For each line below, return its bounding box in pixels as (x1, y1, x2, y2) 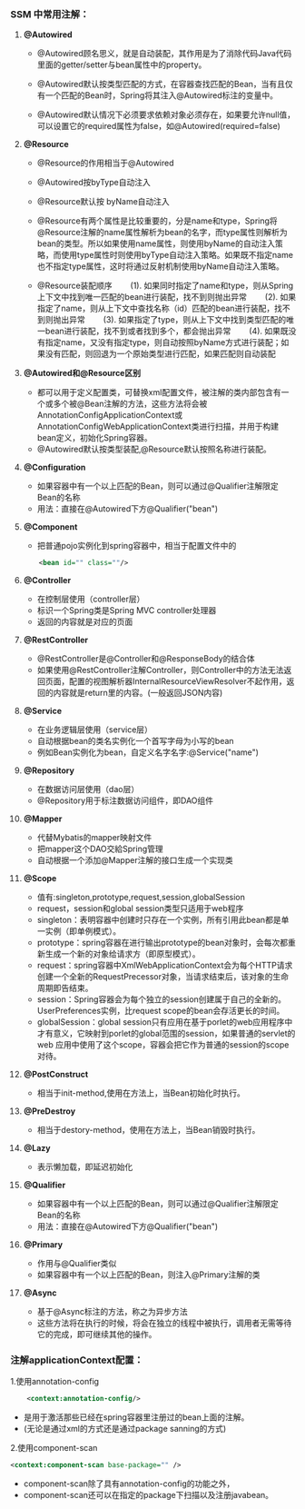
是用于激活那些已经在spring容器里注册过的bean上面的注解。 (23, 1412, 250, 1423)
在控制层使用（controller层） (36, 593, 145, 605)
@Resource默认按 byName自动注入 (36, 196, 171, 207)
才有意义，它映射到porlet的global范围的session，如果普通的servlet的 (36, 1028, 296, 1039)
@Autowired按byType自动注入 (36, 177, 151, 188)
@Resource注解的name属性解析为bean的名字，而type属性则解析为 (36, 227, 289, 238)
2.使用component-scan (10, 1443, 98, 1454)
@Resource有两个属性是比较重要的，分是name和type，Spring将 (36, 215, 278, 226)
